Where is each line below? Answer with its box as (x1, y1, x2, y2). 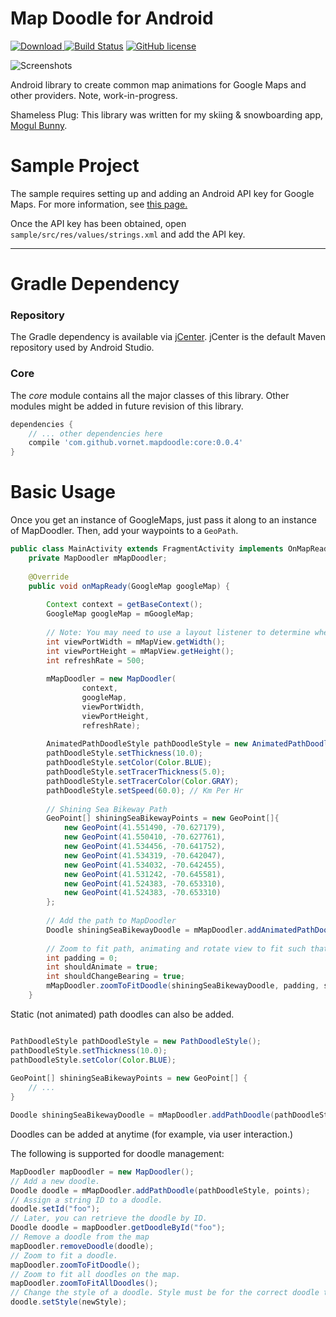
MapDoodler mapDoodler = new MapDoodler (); (10, 1167, 195, 1177)
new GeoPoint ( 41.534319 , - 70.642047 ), (63, 850, 226, 861)
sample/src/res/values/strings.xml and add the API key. (10, 228, 246, 240)
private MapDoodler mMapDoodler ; (28, 553, 168, 563)
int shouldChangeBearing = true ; (46, 972, 186, 982)
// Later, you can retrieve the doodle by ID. (10, 1213, 208, 1224)
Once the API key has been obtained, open (10, 217, 187, 229)
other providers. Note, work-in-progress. (10, 89, 178, 101)
